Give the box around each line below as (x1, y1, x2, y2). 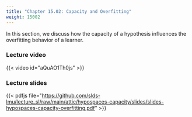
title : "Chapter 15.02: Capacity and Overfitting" (6, 8, 132, 15)
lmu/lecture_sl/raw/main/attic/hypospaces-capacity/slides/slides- (6, 98, 165, 105)
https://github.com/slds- (41, 92, 101, 99)
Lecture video (6, 51, 47, 59)
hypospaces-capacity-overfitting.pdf (6, 105, 95, 112)
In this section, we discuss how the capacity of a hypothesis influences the (6, 30, 187, 37)
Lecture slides (6, 78, 47, 87)
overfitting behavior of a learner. (6, 36, 84, 43)
